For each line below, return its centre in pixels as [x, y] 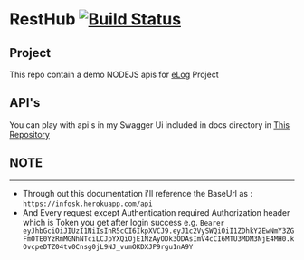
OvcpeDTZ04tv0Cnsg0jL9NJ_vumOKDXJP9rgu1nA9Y [108, 246]
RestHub [43, 19]
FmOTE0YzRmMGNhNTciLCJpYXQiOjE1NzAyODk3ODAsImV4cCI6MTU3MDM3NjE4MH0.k [158, 239]
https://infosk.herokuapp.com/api [87, 204]
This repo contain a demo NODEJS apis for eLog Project [114, 74]
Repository [29, 134]
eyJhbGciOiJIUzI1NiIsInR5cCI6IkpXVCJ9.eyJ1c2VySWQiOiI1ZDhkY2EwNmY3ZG [158, 231]
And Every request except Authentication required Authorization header [156, 212]
